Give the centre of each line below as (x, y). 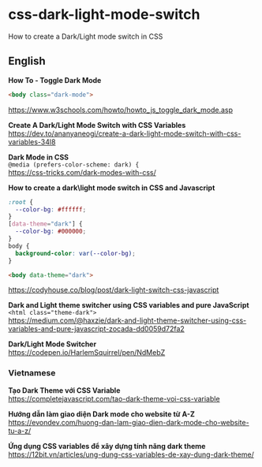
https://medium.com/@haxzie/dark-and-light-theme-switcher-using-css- (127, 320)
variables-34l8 (32, 142)
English (27, 61)
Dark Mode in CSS (39, 157)
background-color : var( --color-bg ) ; (75, 253)
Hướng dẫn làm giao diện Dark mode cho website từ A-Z (101, 414)
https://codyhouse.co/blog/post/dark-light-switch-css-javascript (114, 290)
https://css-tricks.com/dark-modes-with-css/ (82, 172)
